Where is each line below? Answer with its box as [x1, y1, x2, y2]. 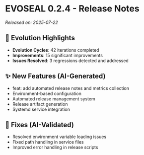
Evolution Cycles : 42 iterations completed [12, 47, 99, 53]
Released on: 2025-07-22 [5, 19, 58, 25]
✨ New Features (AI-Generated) [5, 72, 106, 80]
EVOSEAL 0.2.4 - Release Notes [5, 3, 140, 14]
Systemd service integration [12, 106, 71, 112]
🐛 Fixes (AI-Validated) [5, 120, 74, 129]
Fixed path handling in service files [12, 139, 84, 145]
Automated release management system [12, 95, 95, 102]
